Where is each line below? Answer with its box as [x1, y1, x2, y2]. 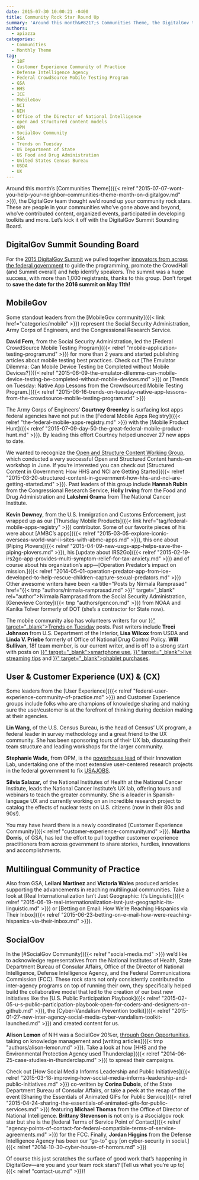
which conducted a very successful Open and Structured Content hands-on [6, 455, 191, 463]
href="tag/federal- [143, 517, 188, 524]
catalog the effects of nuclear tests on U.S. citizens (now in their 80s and [6, 804, 184, 811]
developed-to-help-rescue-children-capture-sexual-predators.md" [6, 573, 170, 581]
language [6, 798, 29, 805]
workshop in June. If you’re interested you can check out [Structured [6, 461, 175, 468]
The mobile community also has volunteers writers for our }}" [6, 617, 156, 624]
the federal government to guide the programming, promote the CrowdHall [6, 261, 188, 269]
